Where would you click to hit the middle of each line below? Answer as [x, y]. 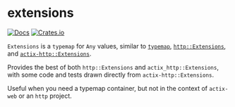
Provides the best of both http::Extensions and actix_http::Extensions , [113, 67]
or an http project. [45, 96]
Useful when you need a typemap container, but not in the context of [108, 88]
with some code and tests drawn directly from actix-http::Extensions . [111, 75]
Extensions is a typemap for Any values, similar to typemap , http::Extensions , [117, 46]
